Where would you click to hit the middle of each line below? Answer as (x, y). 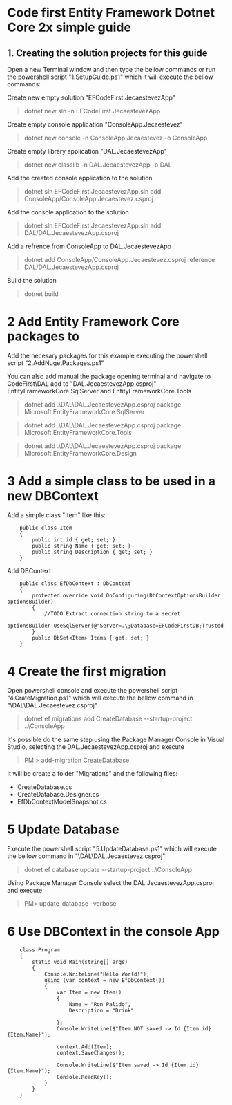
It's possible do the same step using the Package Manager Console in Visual (116, 739)
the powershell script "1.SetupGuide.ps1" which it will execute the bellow (110, 77)
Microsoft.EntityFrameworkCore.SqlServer (84, 411)
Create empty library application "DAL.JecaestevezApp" (87, 151)
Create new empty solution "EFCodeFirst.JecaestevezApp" (91, 98)
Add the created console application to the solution (80, 178)
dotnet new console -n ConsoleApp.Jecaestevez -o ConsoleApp (116, 138)
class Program (40, 950)
